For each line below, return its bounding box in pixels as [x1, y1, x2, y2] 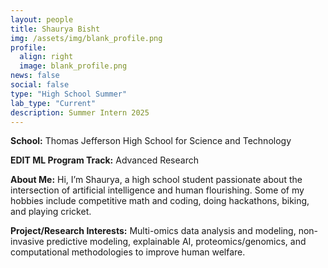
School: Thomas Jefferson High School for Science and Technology [10, 135, 292, 147]
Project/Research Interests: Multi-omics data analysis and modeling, [10, 225, 297, 237]
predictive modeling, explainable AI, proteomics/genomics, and [46, 236, 307, 248]
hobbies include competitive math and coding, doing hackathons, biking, [10, 195, 310, 207]
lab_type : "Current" [10, 98, 97, 108]
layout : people [10, 14, 74, 25]
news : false [10, 71, 60, 81]
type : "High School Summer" [10, 89, 128, 99]
